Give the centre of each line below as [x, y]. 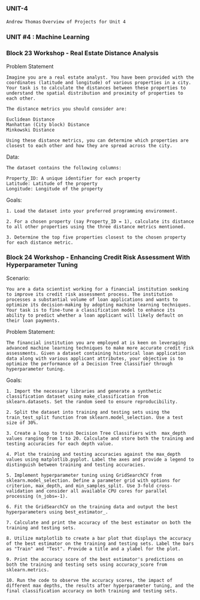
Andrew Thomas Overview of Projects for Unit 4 [66, 22]
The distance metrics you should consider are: [67, 109]
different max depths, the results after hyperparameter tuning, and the [100, 586]
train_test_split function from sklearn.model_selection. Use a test [95, 417]
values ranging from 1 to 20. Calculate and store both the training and [100, 438]
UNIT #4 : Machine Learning [48, 37]
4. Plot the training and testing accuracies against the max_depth [93, 454]
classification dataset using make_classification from [77, 396]
